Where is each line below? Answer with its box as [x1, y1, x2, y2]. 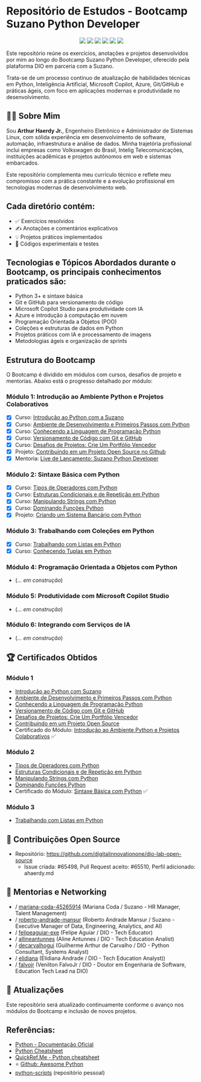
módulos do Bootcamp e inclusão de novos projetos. [6, 1007, 137, 1014]
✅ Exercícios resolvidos [14, 217, 74, 224]
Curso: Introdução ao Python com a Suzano [14, 414, 124, 421]
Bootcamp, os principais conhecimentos [6, 267, 162, 277]
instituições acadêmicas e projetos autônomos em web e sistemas [6, 152, 171, 160]
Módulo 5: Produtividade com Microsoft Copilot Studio [6, 592, 170, 600]
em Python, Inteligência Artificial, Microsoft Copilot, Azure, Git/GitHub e [6, 80, 184, 88]
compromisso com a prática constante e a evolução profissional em [6, 177, 175, 184]
